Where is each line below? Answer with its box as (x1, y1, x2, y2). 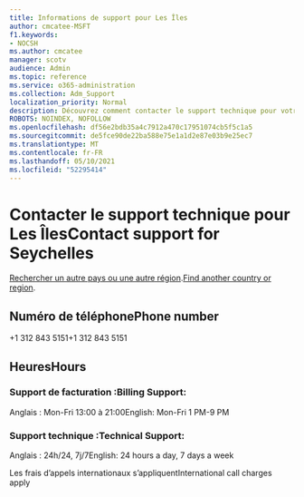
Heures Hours (9, 359, 87, 375)
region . (9, 282, 36, 293)
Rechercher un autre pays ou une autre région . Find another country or (9, 273, 271, 284)
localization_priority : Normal (9, 97, 128, 107)
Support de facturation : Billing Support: (9, 386, 187, 399)
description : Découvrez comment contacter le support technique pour (9, 106, 278, 115)
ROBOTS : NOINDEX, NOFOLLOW (9, 114, 111, 123)
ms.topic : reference (9, 73, 88, 82)
